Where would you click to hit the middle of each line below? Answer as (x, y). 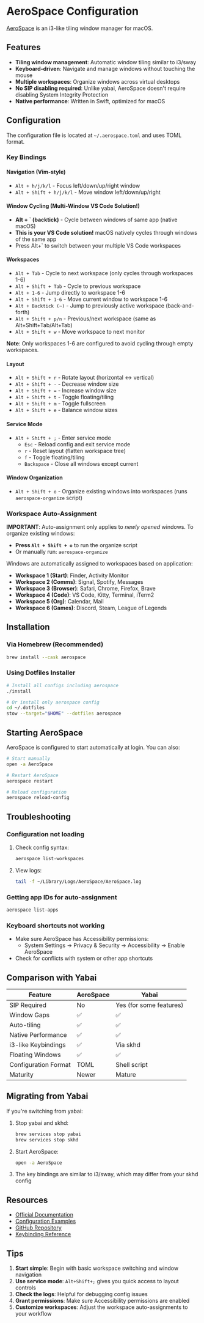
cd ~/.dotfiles (26, 708)
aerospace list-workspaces (49, 858)
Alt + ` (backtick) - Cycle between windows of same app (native (97, 219)
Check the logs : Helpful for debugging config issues (81, 1294)
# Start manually (28, 759)
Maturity (21, 1075)
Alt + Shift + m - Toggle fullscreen (60, 404)
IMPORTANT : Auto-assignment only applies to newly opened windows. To (100, 527)
